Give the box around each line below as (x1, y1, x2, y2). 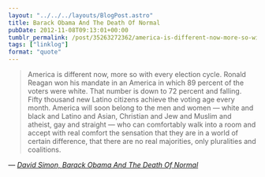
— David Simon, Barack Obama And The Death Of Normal (8, 160, 199, 169)
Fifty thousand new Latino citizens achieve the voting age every (27, 95, 235, 104)
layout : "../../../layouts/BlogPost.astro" (8, 11, 154, 20)
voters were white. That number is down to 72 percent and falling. (27, 87, 242, 95)
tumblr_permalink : (8, 33, 69, 42)
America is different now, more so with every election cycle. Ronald (27, 70, 247, 79)
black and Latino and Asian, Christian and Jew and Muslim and (27, 112, 232, 120)
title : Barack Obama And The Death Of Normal (8, 19, 160, 27)
